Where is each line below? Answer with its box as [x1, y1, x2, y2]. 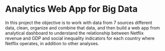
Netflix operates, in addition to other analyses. [5, 40, 99, 46]
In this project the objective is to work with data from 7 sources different [5, 20, 153, 25]
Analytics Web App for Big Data [5, 3, 138, 15]
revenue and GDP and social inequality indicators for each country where [5, 35, 155, 41]
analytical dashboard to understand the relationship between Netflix [5, 30, 144, 36]
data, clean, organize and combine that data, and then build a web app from [5, 25, 160, 30]
